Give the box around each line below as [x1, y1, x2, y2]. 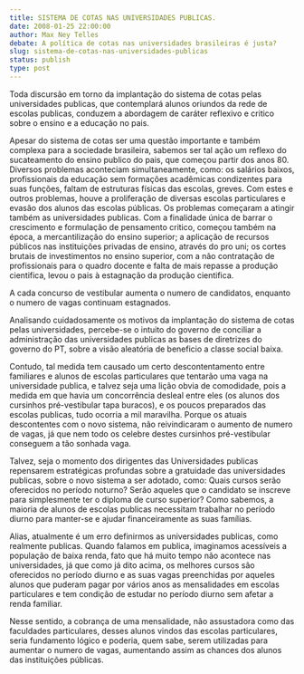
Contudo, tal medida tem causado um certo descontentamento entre [9, 361, 265, 371]
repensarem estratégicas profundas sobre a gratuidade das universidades [9, 465, 286, 476]
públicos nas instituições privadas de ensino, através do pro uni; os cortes [9, 241, 287, 252]
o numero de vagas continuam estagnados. [9, 296, 172, 308]
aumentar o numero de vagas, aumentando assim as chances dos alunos [9, 644, 282, 655]
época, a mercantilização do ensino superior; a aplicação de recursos [9, 231, 270, 242]
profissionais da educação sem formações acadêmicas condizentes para [9, 173, 282, 184]
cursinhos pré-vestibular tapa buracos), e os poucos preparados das [9, 400, 267, 410]
